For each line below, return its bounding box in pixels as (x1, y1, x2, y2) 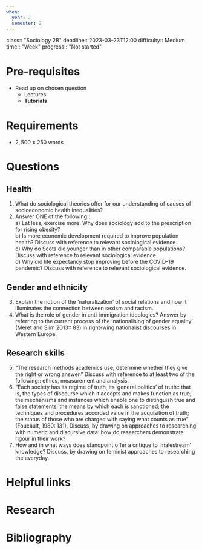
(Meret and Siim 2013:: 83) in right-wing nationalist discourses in (15, 324, 177, 331)
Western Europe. (15, 330, 57, 338)
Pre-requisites (6, 64, 80, 78)
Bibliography (6, 531, 72, 545)
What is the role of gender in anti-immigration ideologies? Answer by (15, 311, 187, 318)
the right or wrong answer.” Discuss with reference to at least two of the (15, 371, 195, 378)
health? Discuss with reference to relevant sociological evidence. (15, 239, 177, 246)
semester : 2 (11, 20, 42, 26)
